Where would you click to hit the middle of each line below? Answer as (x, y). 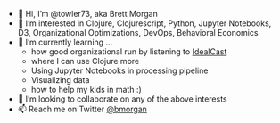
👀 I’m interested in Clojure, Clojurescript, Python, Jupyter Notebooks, (144, 23)
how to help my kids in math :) (86, 90)
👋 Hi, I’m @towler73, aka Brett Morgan (87, 14)
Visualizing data (60, 80)
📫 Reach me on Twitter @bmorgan (82, 109)
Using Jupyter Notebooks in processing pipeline (119, 70)
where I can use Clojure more (85, 61)
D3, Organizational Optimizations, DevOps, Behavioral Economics (138, 33)
